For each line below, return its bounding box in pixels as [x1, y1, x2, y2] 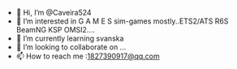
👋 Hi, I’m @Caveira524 [15, 8, 92, 17]
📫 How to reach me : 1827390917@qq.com [15, 51, 160, 61]
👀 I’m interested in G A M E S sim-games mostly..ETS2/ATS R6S [15, 16, 229, 26]
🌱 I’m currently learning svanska [15, 33, 124, 43]
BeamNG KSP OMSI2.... [15, 25, 96, 34]
